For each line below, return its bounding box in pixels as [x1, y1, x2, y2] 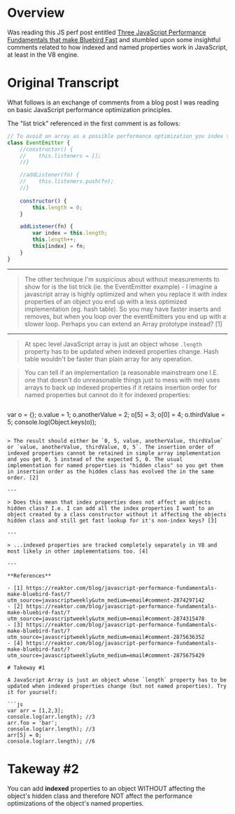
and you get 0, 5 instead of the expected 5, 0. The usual [7, 455, 183, 463]
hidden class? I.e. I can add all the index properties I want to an [7, 504, 215, 512]
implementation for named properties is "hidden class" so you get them [7, 462, 224, 469]
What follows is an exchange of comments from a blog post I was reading [7, 98, 219, 106]
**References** [7, 572, 52, 579]
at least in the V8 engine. [7, 50, 79, 59]
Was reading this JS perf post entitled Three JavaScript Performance [7, 28, 206, 36]
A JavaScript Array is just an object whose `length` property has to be [7, 676, 227, 684]
